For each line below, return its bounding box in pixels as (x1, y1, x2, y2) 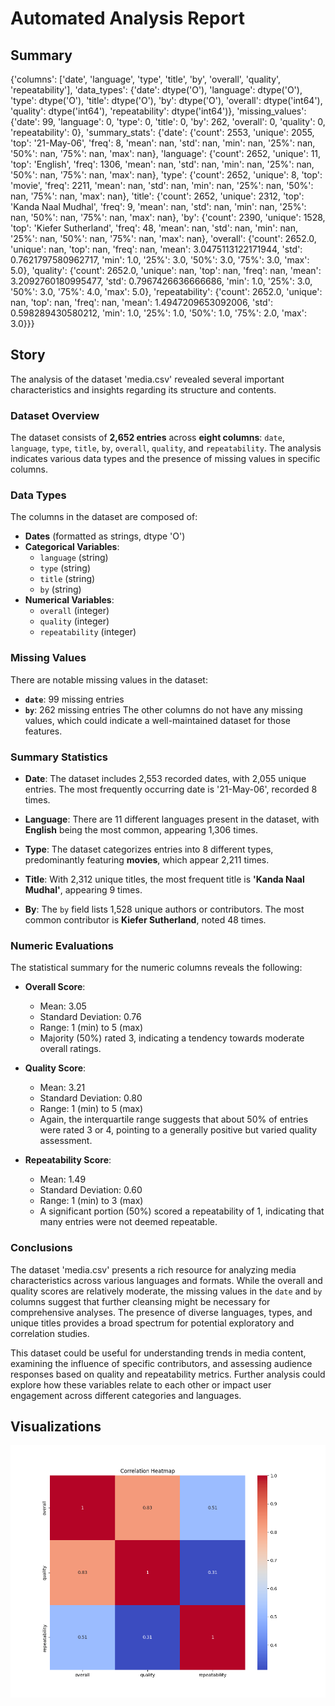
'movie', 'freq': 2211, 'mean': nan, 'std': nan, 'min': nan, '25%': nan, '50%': (10, 180, 314, 191)
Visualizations (10, 1418, 102, 1435)
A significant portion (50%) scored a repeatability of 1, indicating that (39, 1205, 325, 1217)
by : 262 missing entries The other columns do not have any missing (24, 703, 303, 716)
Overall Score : (24, 981, 86, 993)
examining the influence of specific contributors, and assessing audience (10, 1357, 313, 1369)
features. (24, 725, 63, 737)
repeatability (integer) (39, 626, 137, 638)
